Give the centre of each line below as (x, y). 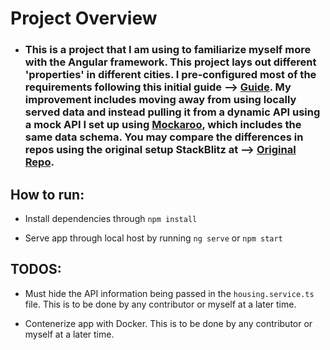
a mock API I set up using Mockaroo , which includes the (163, 125)
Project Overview (84, 18)
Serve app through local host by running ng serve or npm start (153, 238)
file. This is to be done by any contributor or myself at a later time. (160, 304)
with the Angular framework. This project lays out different (170, 62)
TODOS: (36, 269)
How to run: (47, 194)
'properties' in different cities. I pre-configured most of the (170, 75)
